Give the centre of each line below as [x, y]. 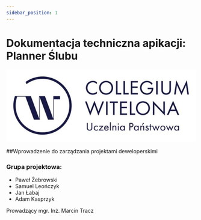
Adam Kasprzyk [35, 199]
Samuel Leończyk [37, 186]
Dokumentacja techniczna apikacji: [96, 43]
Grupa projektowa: [34, 167]
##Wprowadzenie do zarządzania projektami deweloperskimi [82, 151]
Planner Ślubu [42, 56]
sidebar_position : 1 [32, 13]
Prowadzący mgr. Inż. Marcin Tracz [50, 211]
